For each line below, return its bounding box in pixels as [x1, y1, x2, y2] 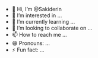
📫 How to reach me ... [11, 31, 67, 38]
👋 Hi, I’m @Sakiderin [11, 6, 62, 12]
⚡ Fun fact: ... [11, 46, 45, 53]
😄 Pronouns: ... [11, 40, 50, 47]
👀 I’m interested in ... [11, 12, 62, 19]
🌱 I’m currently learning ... [11, 18, 75, 25]
